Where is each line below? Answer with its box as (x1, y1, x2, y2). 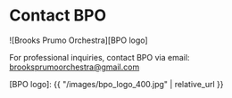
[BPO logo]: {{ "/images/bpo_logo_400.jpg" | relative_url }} (9, 78, 225, 89)
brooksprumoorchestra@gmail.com (9, 61, 140, 72)
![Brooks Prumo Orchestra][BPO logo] (9, 35, 149, 45)
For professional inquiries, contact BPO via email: (9, 52, 190, 62)
